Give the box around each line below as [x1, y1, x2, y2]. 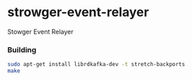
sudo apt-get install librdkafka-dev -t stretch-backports [7, 61, 186, 68]
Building [7, 45, 37, 55]
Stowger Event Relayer [7, 27, 74, 36]
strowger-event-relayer [7, 4, 149, 20]
